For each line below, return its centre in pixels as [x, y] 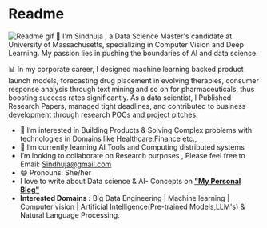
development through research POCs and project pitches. [103, 114]
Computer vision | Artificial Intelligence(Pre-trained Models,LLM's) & [132, 206]
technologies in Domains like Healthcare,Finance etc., [108, 138]
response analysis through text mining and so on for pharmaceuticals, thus [132, 89]
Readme [36, 14]
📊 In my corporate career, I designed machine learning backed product [126, 69]
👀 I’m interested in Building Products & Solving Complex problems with [136, 130]
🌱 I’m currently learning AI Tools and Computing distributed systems [132, 147]
